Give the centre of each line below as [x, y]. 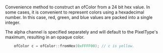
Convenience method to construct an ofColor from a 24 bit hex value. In [78, 7]
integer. [13, 22]
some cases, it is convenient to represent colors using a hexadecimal [75, 12]
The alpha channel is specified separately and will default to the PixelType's [81, 32]
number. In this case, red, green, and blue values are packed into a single [79, 17]
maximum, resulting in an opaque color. [45, 37]
